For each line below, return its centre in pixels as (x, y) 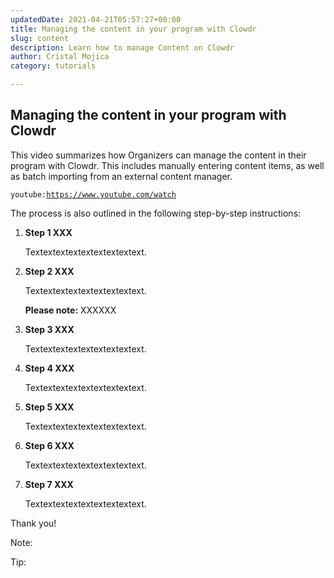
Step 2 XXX (49, 271)
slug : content (40, 38)
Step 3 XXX (49, 329)
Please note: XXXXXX (70, 310)
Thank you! (33, 523)
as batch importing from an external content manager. (121, 176)
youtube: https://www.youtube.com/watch (93, 194)
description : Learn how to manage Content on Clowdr (122, 47)
